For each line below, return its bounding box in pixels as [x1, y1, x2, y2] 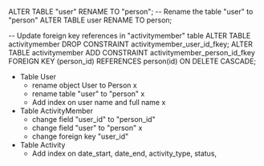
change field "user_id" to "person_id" [31, 115, 156, 123]
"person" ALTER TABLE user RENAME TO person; [8, 15, 173, 25]
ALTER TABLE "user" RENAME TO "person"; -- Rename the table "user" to [8, 7, 254, 16]
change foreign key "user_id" [31, 132, 129, 141]
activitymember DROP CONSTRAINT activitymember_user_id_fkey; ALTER [8, 39, 253, 49]
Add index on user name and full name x [31, 98, 166, 107]
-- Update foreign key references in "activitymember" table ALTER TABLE [8, 31, 251, 40]
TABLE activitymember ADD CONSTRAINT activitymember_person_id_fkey [8, 48, 255, 57]
